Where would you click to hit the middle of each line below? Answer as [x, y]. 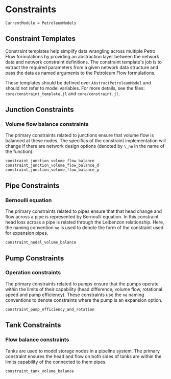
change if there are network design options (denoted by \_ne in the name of [85, 146]
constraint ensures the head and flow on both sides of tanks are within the [83, 356]
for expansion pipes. [27, 233]
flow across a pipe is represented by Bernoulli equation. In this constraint [82, 217]
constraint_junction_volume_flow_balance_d [52, 165]
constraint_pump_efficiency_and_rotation [50, 309]
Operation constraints [33, 273]
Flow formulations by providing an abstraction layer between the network [82, 56]
